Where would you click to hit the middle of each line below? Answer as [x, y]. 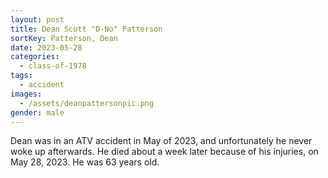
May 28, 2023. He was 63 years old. [85, 162]
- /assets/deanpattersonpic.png [87, 103]
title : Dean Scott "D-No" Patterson [86, 29]
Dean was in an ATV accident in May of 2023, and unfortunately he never [161, 141]
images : [26, 94]
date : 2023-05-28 [46, 47]
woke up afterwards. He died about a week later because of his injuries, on [164, 152]
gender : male [37, 112]
